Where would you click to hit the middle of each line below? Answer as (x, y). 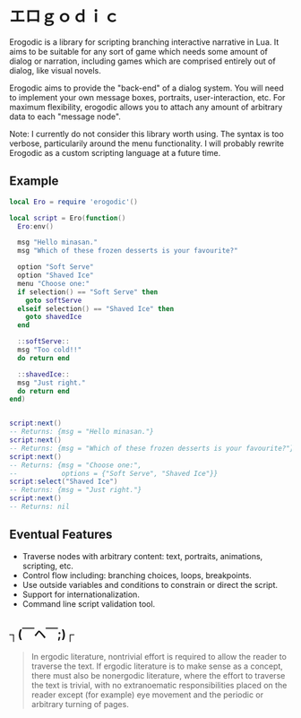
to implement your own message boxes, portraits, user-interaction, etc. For (147, 97)
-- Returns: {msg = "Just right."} (76, 490)
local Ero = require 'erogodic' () (74, 202)
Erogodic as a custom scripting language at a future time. (115, 152)
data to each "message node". (65, 117)
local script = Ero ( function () (68, 218)
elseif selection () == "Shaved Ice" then (96, 308)
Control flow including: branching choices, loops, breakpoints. (137, 575)
